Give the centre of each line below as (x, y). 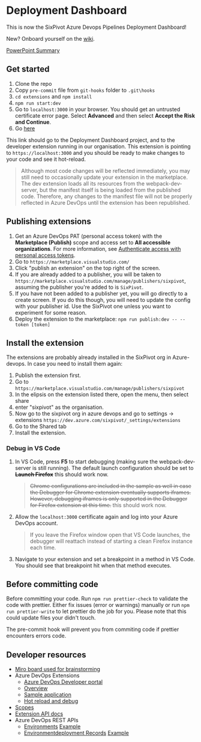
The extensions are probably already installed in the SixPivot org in (89, 357)
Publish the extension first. (48, 375)
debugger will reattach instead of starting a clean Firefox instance (111, 541)
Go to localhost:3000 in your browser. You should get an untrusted (97, 109)
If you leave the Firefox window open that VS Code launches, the (110, 534)
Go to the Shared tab (41, 426)
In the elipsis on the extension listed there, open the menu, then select (102, 394)
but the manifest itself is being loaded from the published (110, 190)
